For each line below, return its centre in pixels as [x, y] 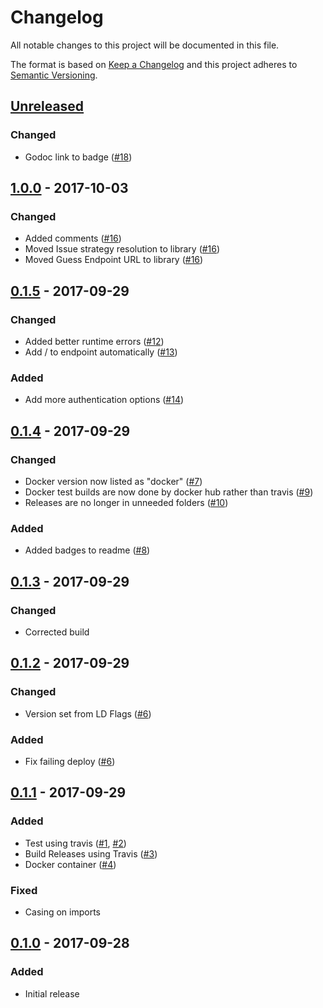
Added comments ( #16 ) [73, 238]
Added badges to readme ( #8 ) [87, 550]
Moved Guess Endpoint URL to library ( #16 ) [114, 260]
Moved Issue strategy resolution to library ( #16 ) [122, 249]
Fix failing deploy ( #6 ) [70, 761]
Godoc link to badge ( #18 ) [78, 157]
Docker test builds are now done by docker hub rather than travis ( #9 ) [169, 492]
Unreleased [47, 106]
